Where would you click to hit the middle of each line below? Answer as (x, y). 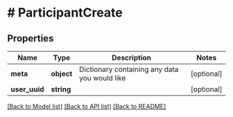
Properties (31, 38)
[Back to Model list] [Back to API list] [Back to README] (87, 106)
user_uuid (27, 89)
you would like (102, 78)
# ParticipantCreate (65, 13)
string (61, 89)
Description (131, 58)
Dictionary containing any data (129, 69)
